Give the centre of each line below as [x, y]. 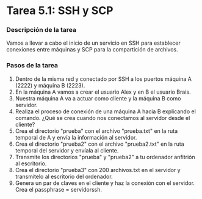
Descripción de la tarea [41, 30]
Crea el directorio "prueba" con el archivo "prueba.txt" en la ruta [96, 131]
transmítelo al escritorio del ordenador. [64, 176]
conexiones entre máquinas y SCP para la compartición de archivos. [92, 50]
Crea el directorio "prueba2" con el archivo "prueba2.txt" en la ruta [99, 144]
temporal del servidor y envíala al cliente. [67, 150]
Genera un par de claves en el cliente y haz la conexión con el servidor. [105, 183]
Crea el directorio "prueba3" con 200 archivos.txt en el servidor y [98, 170]
